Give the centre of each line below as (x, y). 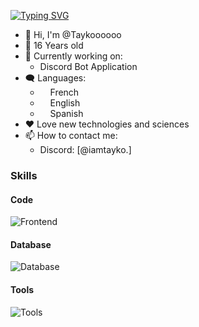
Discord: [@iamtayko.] (85, 149)
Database (31, 244)
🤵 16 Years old (54, 45)
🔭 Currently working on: (73, 56)
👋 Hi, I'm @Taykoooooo (73, 34)
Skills (24, 175)
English (65, 103)
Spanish (66, 113)
